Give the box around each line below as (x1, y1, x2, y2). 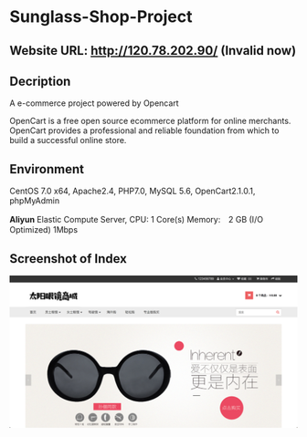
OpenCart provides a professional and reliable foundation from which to (9, 125, 280, 136)
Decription (9, 73, 71, 88)
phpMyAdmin (9, 195, 60, 206)
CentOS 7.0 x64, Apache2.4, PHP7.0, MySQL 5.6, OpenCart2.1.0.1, (9, 185, 256, 197)
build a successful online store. (9, 135, 127, 146)
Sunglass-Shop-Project (9, 6, 193, 27)
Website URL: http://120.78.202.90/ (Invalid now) (9, 43, 297, 58)
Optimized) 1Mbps (9, 224, 79, 235)
